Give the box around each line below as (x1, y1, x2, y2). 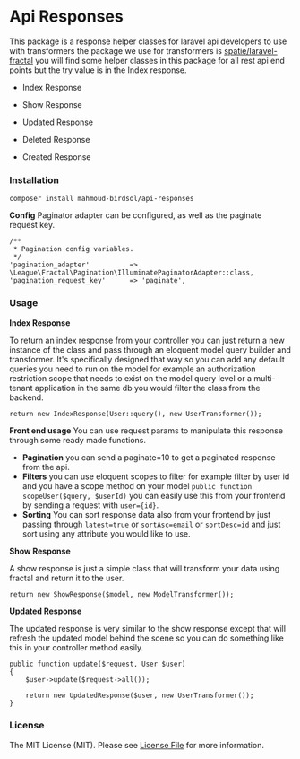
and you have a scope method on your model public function (21, 480, 253, 491)
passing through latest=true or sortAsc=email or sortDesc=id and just (21, 519, 281, 529)
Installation (9, 173, 60, 186)
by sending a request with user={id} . (21, 500, 159, 510)
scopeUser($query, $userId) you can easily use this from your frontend (21, 490, 286, 501)
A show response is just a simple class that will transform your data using (9, 563, 280, 573)
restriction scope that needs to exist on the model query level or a (9, 372, 253, 383)
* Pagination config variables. (13, 245, 134, 254)
